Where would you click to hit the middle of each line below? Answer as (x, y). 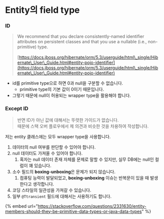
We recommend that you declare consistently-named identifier (81, 36)
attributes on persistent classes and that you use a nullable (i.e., (82, 42)
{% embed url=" (22, 206)
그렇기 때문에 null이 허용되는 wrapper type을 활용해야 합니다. (72, 95)
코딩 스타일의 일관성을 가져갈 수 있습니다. (52, 190)
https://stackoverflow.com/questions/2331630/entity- (92, 206)
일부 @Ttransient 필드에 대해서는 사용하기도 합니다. (62, 196)
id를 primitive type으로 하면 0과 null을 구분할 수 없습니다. (67, 83)
